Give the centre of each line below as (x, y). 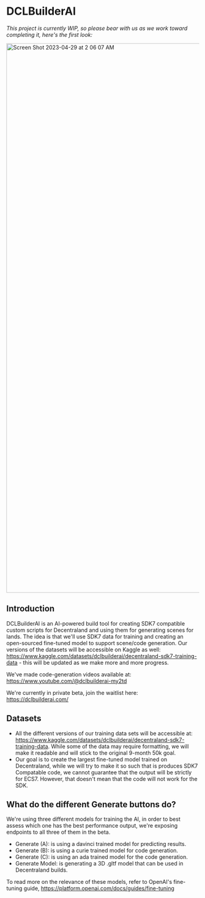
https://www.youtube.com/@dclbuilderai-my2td (67, 681)
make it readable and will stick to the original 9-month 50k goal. (95, 753)
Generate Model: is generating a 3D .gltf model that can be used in (99, 864)
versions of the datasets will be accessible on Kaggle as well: (84, 649)
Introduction (31, 609)
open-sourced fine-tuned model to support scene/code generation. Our (97, 643)
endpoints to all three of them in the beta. (58, 832)
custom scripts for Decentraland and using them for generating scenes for (100, 630)
